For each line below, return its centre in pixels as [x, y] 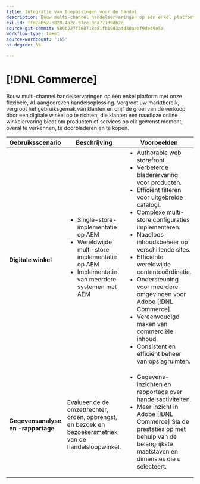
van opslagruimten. [163, 361]
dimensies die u [159, 458]
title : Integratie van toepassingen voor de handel [71, 12]
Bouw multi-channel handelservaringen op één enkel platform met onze [94, 96]
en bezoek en [86, 424]
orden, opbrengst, [92, 417]
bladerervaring [157, 175]
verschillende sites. [164, 249]
